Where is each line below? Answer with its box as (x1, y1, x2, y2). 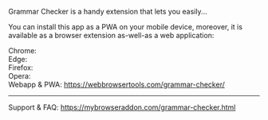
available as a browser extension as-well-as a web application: (8, 31, 215, 40)
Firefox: (8, 63, 33, 72)
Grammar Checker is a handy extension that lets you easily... (8, 7, 207, 16)
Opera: (8, 72, 31, 80)
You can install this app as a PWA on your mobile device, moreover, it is (8, 22, 243, 31)
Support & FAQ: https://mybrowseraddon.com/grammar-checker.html (8, 103, 236, 112)
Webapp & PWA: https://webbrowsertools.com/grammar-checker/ (8, 79, 225, 89)
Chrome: (8, 46, 37, 55)
